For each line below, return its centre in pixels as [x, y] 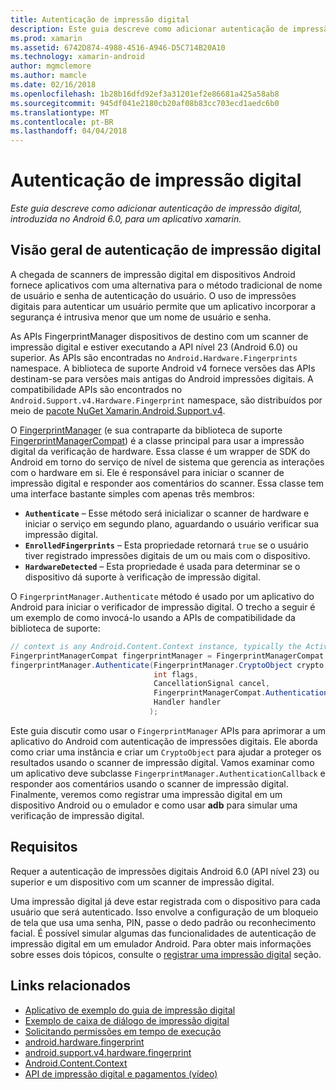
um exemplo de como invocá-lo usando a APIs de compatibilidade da [153, 617]
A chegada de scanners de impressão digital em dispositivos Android [153, 274]
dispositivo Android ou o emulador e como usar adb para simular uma [154, 805]
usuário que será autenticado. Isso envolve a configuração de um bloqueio [164, 912]
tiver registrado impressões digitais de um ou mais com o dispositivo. [167, 555]
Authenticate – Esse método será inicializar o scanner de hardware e [167, 513]
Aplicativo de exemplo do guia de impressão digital [130, 1010]
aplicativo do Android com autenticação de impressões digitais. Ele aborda [164, 741]
